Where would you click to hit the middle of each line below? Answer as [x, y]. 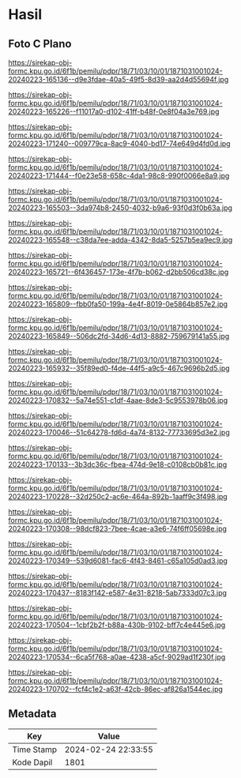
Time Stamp [35, 750]
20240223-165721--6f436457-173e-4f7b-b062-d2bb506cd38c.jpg [119, 272]
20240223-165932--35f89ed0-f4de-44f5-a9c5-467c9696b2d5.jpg [119, 368]
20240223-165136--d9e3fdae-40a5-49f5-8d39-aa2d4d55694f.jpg [119, 79]
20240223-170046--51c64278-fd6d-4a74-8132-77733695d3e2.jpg [119, 432]
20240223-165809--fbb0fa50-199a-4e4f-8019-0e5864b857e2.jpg [118, 304]
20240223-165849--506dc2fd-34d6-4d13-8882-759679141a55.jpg [119, 336]
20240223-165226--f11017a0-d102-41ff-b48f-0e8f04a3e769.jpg [114, 111]
